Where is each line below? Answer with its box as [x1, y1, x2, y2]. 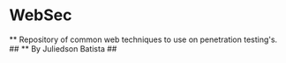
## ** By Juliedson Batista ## [9, 43, 117, 53]
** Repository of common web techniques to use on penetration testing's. [9, 34, 278, 45]
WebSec [9, 5, 72, 25]
